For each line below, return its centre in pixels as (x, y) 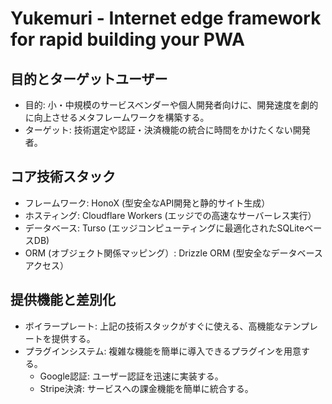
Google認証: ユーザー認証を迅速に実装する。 (131, 376)
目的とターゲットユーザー (89, 78)
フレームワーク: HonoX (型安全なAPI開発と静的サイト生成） (147, 203)
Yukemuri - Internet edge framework (166, 18)
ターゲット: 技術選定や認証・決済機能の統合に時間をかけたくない (158, 130)
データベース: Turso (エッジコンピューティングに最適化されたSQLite (164, 228)
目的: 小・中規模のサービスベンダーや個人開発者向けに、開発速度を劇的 (171, 105)
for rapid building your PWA (127, 39)
